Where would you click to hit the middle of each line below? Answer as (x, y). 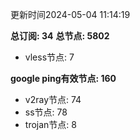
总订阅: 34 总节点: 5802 (60, 36)
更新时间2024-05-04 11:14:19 (70, 14)
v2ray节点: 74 (53, 99)
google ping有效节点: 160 (63, 78)
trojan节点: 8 (50, 124)
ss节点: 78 (46, 112)
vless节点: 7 (49, 57)
